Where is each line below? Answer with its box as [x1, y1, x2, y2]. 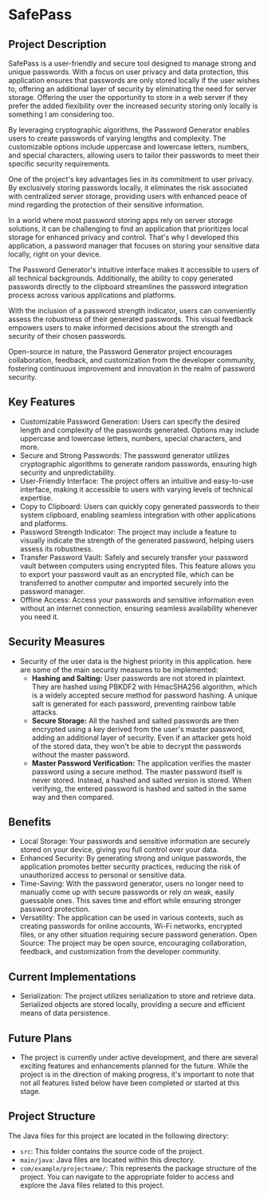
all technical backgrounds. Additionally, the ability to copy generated [8, 273, 234, 283]
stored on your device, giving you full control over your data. [19, 845, 219, 854]
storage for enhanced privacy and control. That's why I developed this [8, 233, 239, 241]
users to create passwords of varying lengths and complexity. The [8, 133, 226, 143]
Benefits [8, 815, 52, 829]
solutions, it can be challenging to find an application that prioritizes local [8, 224, 249, 233]
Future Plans [8, 1031, 73, 1045]
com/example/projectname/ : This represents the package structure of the [19, 1163, 257, 1172]
